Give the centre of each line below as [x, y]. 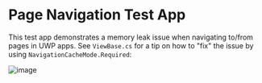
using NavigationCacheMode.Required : [70, 54]
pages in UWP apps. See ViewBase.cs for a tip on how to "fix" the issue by [131, 45]
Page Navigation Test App [97, 15]
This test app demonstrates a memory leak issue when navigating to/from [131, 37]
